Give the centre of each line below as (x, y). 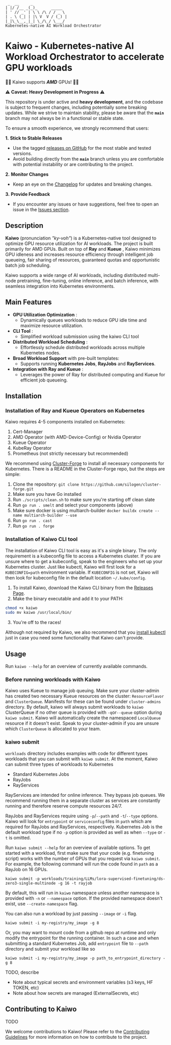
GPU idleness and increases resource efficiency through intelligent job (79, 254)
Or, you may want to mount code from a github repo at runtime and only (81, 932)
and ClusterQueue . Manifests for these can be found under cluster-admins (83, 701)
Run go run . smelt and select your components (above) (73, 505)
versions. (22, 153)
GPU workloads (39, 68)
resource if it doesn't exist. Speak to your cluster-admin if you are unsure (82, 724)
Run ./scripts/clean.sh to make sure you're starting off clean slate (84, 500)
